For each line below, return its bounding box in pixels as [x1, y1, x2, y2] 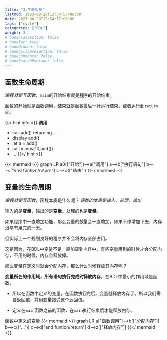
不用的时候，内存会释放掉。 [13, 252, 71, 258]
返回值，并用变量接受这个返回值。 [16, 296, 87, 302]
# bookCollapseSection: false [5, 49, 68, 54]
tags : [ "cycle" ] [5, 21, 39, 26]
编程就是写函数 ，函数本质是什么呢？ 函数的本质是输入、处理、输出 [5, 197, 142, 203]
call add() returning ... [12, 130, 57, 136]
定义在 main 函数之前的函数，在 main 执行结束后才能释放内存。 [12, 307, 135, 313]
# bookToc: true [5, 40, 39, 45]
